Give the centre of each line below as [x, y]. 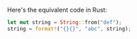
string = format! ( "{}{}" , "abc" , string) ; [69, 29]
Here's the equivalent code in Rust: [57, 10]
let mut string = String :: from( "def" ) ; [65, 23]
